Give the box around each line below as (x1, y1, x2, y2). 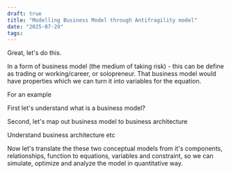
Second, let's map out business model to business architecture (7, 118, 188, 126)
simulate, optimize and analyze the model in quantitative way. (7, 159, 183, 168)
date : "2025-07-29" (7, 23, 64, 30)
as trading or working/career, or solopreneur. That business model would (7, 70, 217, 78)
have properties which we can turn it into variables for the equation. (7, 77, 202, 86)
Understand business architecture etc (7, 131, 115, 139)
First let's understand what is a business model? (7, 104, 146, 112)
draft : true (7, 10, 42, 17)
